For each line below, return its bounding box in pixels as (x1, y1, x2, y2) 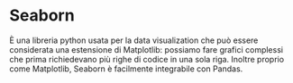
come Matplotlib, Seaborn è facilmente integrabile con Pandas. (9, 63, 243, 74)
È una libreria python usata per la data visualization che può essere (9, 35, 259, 46)
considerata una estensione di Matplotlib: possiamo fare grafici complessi (9, 44, 284, 54)
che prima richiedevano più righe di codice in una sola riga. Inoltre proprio (9, 54, 285, 64)
